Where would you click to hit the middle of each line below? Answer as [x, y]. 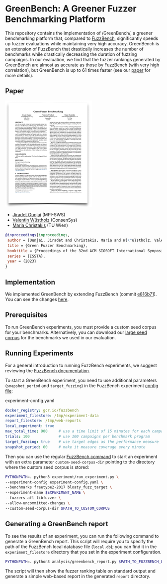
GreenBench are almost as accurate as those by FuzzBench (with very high [82, 65]
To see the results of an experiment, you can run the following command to [82, 536]
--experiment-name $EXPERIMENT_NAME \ [45, 493]
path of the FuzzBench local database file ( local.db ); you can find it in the [81, 547]
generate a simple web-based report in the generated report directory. [78, 577]
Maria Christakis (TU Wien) [40, 225]
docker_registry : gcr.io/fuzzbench [42, 410]
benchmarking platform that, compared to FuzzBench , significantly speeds [82, 38]
